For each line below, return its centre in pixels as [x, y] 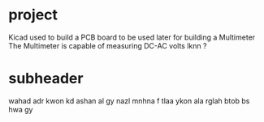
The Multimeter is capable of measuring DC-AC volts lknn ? [108, 45]
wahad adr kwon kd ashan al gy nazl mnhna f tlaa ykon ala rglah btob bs [129, 101]
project [33, 15]
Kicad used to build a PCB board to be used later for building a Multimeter [132, 37]
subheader [46, 79]
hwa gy [21, 109]
